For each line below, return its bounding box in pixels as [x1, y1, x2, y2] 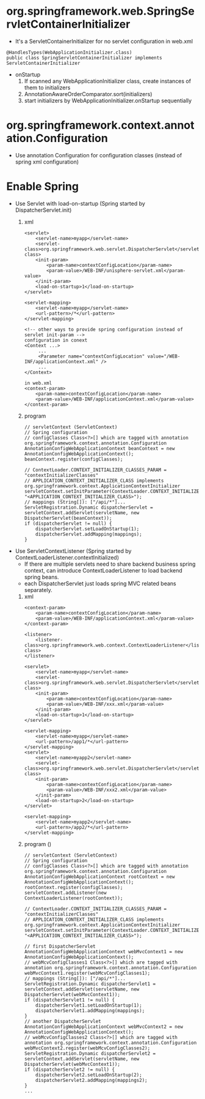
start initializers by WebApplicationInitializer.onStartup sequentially [24, 97, 192, 104]
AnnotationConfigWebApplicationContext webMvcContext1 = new [24, 948, 183, 955]
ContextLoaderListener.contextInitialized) [15, 553, 120, 561]
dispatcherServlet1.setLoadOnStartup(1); [35, 1002, 142, 1008]
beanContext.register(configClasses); [24, 456, 123, 462]
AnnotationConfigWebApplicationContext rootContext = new [24, 874, 175, 880]
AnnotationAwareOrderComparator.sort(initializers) [24, 90, 153, 97]
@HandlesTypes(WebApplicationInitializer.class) [6, 49, 132, 56]
